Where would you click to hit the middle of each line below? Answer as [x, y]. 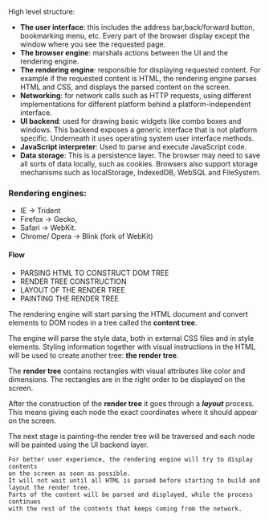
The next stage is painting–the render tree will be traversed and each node [132, 436]
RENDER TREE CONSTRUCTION [73, 281]
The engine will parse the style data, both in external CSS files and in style [131, 338]
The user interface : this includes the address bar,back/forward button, [137, 27]
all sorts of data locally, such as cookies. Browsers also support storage [139, 164]
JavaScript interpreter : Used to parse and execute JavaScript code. [133, 147]
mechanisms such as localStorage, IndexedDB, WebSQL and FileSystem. [141, 172]
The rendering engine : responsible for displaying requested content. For [140, 70]
